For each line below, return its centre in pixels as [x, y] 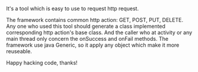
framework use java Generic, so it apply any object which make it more [93, 45]
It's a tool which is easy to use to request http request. [73, 9]
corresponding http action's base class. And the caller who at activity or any [99, 32]
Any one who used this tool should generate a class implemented [86, 26]
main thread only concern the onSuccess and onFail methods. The [87, 39]
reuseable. [19, 51]
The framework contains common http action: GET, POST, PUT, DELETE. [95, 20]
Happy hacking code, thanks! [42, 63]
